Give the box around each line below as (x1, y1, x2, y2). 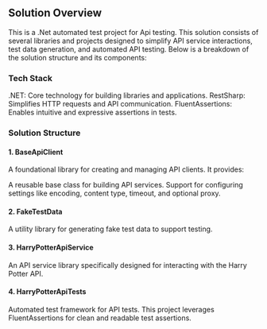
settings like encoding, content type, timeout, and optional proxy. (8, 188, 221, 198)
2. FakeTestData (8, 207, 63, 216)
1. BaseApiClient (8, 147, 64, 157)
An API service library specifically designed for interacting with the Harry (8, 260, 248, 269)
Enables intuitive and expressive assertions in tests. (8, 107, 177, 118)
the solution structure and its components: (8, 52, 147, 62)
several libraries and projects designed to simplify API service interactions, (8, 36, 253, 45)
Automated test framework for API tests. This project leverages (8, 304, 215, 314)
